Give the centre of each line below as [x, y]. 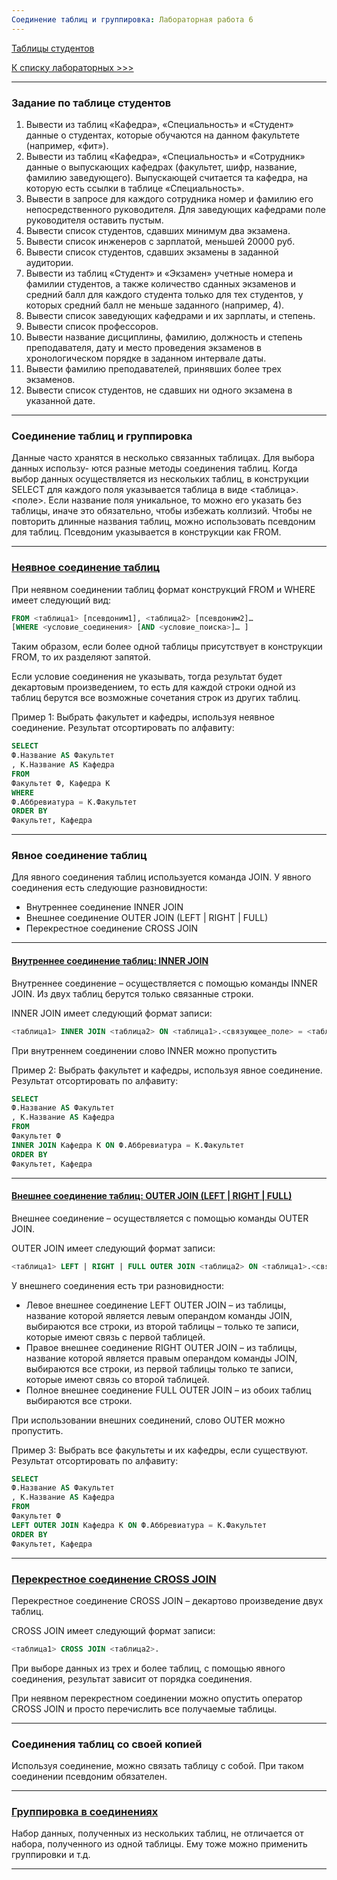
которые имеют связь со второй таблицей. [117, 1379]
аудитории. [49, 262]
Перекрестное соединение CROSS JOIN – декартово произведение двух [167, 1600]
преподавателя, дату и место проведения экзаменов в [144, 347]
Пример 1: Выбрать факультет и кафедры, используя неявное [143, 717]
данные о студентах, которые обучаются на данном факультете [162, 135]
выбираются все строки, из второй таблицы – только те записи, [162, 1326]
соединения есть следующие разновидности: [109, 888]
